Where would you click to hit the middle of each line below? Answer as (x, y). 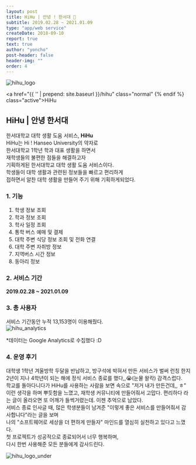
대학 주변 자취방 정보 (38, 247)
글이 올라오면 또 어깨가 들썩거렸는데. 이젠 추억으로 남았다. (78, 400)
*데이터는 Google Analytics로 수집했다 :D (54, 341)
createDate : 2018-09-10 (35, 33)
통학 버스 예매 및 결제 (39, 232)
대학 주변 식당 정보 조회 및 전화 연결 (55, 240)
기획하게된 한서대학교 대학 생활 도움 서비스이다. (60, 165)
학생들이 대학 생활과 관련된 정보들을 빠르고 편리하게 (65, 172)
